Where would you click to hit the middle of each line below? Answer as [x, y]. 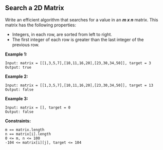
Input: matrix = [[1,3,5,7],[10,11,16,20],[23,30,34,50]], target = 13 [79, 85]
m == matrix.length [25, 130]
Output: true [18, 67]
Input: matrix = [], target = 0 [38, 107]
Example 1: [16, 54]
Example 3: [17, 98]
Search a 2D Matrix [35, 8]
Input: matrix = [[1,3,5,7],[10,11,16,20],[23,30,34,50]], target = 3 [78, 63]
